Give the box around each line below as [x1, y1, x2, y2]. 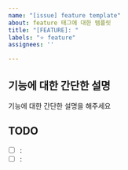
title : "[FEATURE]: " [8, 26, 79, 34]
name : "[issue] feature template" [8, 11, 122, 20]
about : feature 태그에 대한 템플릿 [8, 19, 112, 27]
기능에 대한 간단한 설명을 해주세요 [8, 101, 112, 110]
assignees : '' [8, 41, 55, 49]
